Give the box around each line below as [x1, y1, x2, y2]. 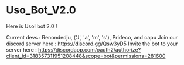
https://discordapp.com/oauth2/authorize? [38, 46, 141, 53]
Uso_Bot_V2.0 [6, 3, 76, 17]
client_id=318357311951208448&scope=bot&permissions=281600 [6, 52, 166, 59]
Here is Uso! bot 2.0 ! [6, 23, 57, 30]
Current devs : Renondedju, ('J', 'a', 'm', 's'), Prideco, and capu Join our [6, 34, 178, 41]
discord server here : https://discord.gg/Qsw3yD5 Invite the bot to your [6, 40, 178, 47]
